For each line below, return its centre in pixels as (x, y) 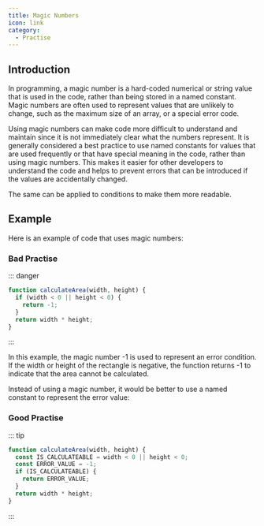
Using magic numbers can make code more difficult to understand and (123, 129)
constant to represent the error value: (69, 397)
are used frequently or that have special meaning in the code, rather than (127, 154)
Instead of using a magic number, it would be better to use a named (118, 389)
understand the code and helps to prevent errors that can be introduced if (128, 171)
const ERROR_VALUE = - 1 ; (56, 464)
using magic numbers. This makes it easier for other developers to (116, 162)
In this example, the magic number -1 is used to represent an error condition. (132, 357)
